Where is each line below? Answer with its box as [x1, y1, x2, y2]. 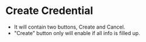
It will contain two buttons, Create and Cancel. [13, 23, 126, 30]
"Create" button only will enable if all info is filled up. [13, 29, 141, 36]
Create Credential [5, 4, 93, 17]
